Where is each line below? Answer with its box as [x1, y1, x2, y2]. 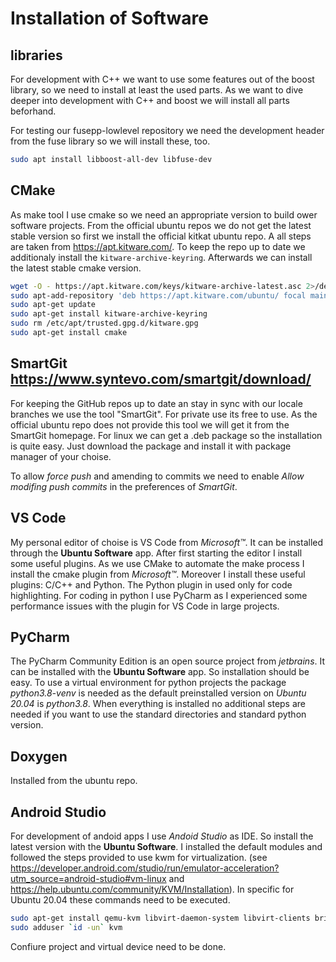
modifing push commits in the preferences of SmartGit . [10, 480, 238, 492]
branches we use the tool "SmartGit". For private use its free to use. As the [10, 408, 318, 420]
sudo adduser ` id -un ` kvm [10, 922, 123, 932]
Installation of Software [10, 7, 209, 30]
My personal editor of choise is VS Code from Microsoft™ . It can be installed [10, 536, 324, 548]
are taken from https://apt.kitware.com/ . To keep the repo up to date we [10, 240, 306, 252]
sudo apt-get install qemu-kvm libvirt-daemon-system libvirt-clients [10, 913, 311, 923]
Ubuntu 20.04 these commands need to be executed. [10, 894, 231, 906]
